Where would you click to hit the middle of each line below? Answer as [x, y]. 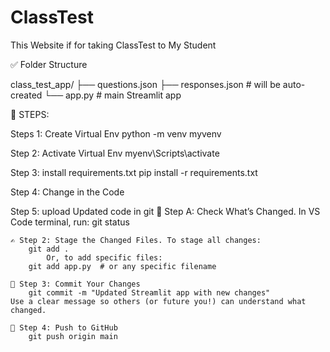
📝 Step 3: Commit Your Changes [75, 284]
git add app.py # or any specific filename [122, 266]
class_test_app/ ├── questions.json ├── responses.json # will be [145, 84]
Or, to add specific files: [104, 257]
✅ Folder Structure [49, 64]
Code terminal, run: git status [70, 222]
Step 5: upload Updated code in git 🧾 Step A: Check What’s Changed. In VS [165, 211]
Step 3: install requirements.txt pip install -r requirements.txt [134, 172]
